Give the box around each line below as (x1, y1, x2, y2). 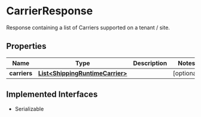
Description (133, 59, 167, 67)
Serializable (14, 105, 44, 112)
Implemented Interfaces (6, 90, 98, 100)
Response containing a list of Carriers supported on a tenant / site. (6, 24, 170, 31)
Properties (6, 41, 47, 51)
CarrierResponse (6, 4, 93, 18)
